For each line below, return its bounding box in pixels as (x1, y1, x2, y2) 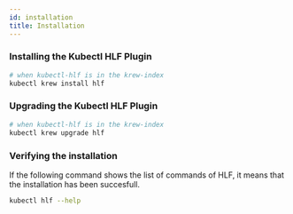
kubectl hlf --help (9, 196, 81, 205)
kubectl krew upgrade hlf (9, 128, 104, 138)
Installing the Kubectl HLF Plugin (9, 51, 152, 63)
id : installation (9, 12, 73, 22)
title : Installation (9, 21, 86, 30)
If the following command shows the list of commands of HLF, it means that (9, 170, 285, 180)
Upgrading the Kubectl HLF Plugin (9, 99, 158, 112)
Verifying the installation (9, 149, 118, 162)
